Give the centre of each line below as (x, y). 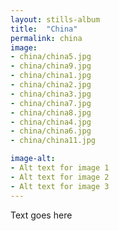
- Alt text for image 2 (60, 177)
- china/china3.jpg (51, 94)
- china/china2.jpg (51, 85)
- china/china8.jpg (51, 112)
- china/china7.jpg (51, 103)
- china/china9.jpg (51, 66)
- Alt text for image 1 (60, 168)
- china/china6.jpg (51, 131)
